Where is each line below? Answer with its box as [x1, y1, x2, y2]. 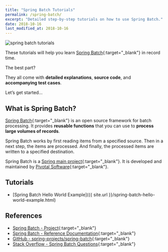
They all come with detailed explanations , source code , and [5, 74, 131, 80]
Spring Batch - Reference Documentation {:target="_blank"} [12, 230, 136, 236]
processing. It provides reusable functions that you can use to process [5, 123, 154, 129]
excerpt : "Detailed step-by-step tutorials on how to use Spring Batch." [5, 17, 163, 22]
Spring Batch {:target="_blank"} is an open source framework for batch [5, 117, 152, 123]
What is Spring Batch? [5, 104, 76, 113]
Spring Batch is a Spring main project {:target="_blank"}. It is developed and [5, 158, 162, 164]
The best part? [5, 65, 36, 71]
